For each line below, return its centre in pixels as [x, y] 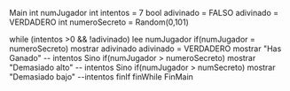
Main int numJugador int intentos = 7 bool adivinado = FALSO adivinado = [144, 13]
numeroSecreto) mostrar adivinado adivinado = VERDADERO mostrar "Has [145, 49]
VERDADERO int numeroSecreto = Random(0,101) [99, 22]
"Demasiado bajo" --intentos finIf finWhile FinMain [101, 77]
